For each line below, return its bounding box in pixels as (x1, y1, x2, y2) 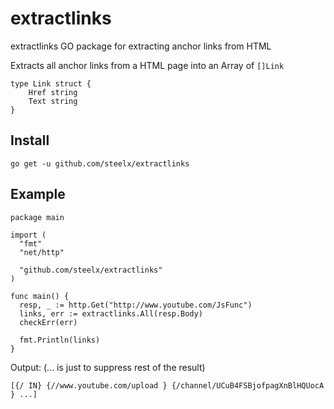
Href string (28, 87, 78, 97)
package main (10, 212, 65, 222)
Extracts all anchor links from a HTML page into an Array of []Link (10, 59, 285, 71)
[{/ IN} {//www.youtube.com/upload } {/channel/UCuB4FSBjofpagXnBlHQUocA (10, 380, 325, 391)
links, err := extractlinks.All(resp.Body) (19, 308, 203, 319)
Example (10, 186, 66, 203)
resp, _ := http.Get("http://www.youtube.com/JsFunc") (19, 300, 253, 310)
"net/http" (19, 247, 65, 257)
